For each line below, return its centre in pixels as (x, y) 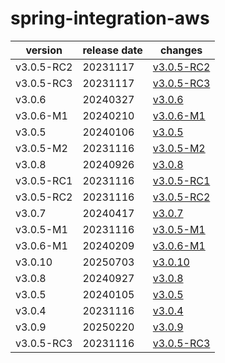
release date (112, 50)
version (44, 50)
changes (181, 50)
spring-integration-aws (110, 18)
